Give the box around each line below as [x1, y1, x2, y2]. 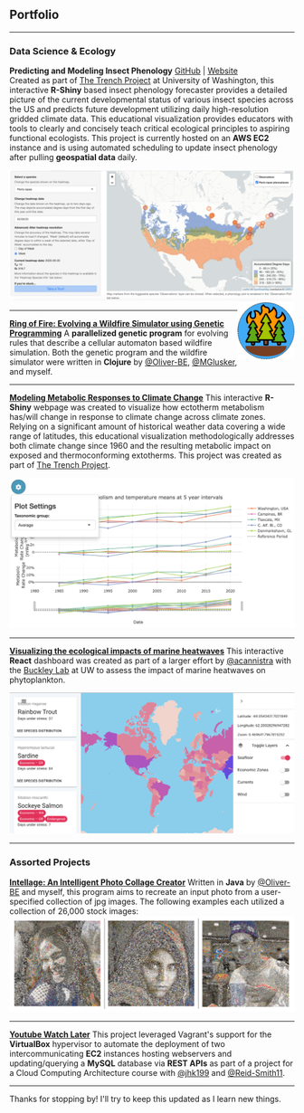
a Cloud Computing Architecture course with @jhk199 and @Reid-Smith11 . [9, 1068, 285, 1079]
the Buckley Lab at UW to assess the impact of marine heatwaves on [9, 664, 266, 675]
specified [9, 896, 44, 907]
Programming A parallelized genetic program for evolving [9, 328, 229, 338]
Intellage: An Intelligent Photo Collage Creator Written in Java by [9, 877, 256, 888]
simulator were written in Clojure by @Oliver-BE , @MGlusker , [9, 357, 238, 367]
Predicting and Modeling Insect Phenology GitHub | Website [9, 65, 238, 76]
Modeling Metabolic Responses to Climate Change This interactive [9, 393, 263, 404]
